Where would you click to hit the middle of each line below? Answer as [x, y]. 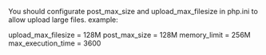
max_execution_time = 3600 [55, 43]
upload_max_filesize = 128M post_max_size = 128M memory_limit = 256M [129, 35]
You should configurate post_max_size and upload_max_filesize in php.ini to [133, 11]
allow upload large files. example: [63, 20]
